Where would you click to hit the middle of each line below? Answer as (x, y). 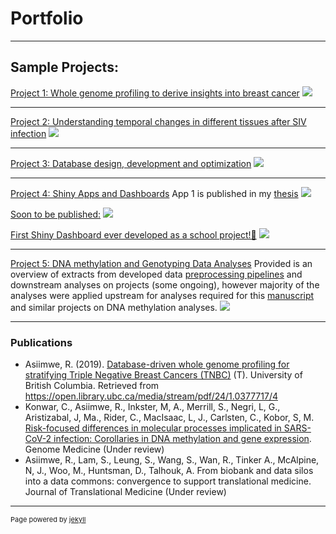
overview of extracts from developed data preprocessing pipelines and (156, 274)
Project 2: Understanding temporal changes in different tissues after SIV (158, 121)
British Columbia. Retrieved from (92, 386)
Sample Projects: (64, 67)
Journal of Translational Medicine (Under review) (125, 492)
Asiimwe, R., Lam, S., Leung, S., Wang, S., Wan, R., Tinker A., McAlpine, (172, 460)
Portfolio (47, 18)
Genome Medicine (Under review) (94, 449)
